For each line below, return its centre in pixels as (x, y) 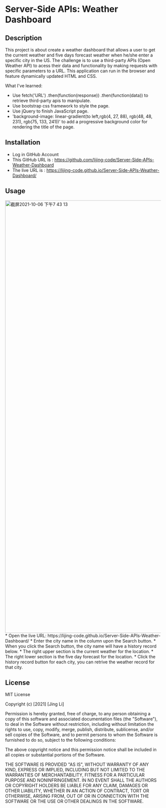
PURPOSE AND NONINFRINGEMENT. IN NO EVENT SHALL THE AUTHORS (81, 780)
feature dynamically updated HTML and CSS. (51, 76)
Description (23, 38)
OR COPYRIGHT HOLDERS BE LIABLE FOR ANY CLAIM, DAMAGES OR (77, 786)
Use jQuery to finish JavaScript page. (50, 111)
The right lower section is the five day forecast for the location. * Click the (80, 656)
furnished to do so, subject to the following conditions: (61, 740)
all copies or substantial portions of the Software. (55, 755)
